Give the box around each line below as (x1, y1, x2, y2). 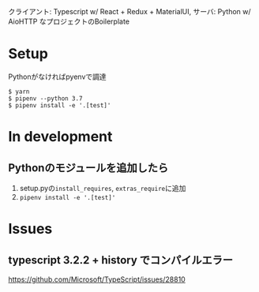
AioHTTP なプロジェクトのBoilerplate (8, 17, 130, 26)
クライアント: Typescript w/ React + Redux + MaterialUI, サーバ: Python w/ (8, 7, 251, 16)
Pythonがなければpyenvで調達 (8, 72, 107, 81)
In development (8, 128, 113, 146)
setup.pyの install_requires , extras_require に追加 (19, 183, 186, 193)
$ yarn (8, 88, 30, 95)
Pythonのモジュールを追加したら (8, 161, 168, 174)
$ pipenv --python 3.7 (8, 94, 83, 103)
